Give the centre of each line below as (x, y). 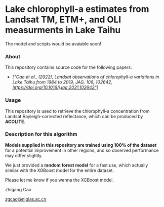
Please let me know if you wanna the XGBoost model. (60, 180)
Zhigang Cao (18, 189)
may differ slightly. (24, 155)
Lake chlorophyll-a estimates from (77, 9)
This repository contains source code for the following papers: (69, 67)
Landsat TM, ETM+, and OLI (63, 20)
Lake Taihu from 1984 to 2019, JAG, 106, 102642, (62, 82)
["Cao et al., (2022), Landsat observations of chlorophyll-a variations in (86, 77)
